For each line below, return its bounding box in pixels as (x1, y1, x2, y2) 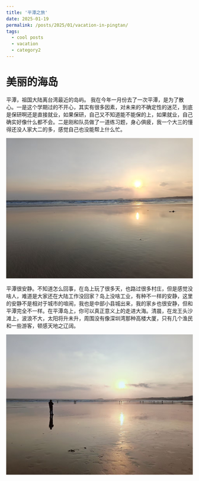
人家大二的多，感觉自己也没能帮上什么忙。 (21, 125, 126, 133)
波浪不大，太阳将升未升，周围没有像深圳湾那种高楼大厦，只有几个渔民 (21, 315, 193, 322)
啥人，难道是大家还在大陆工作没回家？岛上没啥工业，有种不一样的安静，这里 (6, 292, 193, 299)
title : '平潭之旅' (6, 10, 49, 15)
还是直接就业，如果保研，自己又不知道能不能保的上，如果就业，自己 (26, 110, 193, 118)
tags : (6, 29, 20, 34)
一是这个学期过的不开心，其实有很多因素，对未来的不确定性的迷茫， (16, 103, 182, 110)
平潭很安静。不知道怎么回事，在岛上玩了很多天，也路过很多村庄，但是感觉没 (6, 285, 193, 292)
